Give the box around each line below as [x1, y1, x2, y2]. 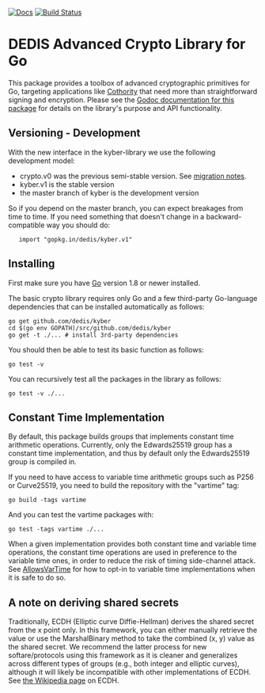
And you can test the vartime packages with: [8, 510, 154, 520]
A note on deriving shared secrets [8, 596, 180, 609]
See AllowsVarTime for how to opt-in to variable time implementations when [8, 565, 256, 574]
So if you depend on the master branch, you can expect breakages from [8, 203, 244, 213]
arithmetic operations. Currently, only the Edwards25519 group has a [8, 440, 233, 450]
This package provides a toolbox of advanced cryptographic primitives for [8, 78, 251, 87]
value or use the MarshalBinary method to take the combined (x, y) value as [8, 634, 256, 643]
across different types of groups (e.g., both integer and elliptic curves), [8, 659, 240, 668]
